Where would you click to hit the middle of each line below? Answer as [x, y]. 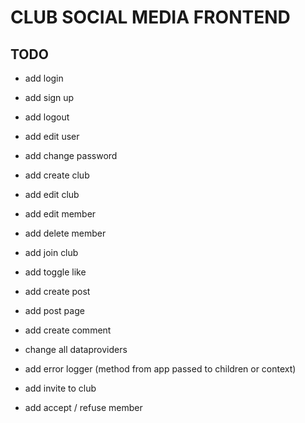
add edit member [60, 214]
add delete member [65, 233]
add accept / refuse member [83, 407]
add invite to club [60, 388]
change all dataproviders [76, 349]
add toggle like [55, 272]
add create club [57, 175]
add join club [51, 252]
